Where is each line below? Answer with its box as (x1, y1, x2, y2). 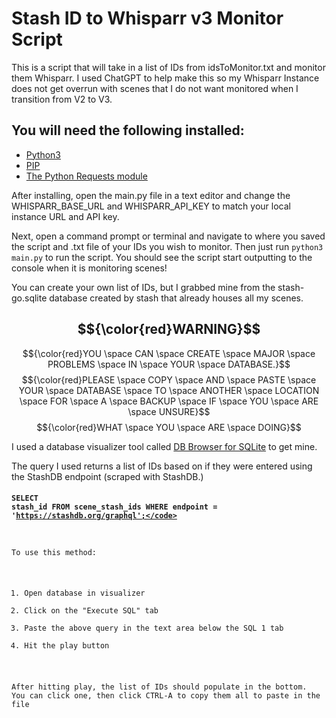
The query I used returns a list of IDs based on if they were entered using (11, 460, 313, 472)
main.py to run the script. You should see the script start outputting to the (11, 251, 313, 263)
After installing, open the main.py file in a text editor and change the (11, 189, 291, 201)
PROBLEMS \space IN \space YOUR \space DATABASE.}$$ (47, 358, 291, 370)
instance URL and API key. (11, 210, 120, 222)
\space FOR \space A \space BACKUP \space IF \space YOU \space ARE (19, 395, 319, 407)
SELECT (11, 493, 39, 504)
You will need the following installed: (11, 122, 245, 139)
